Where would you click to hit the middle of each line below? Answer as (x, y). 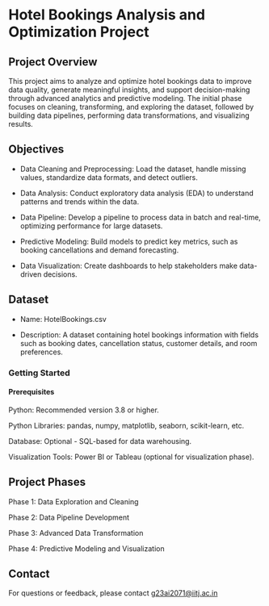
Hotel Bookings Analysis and (107, 15)
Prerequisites (32, 392)
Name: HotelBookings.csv (63, 319)
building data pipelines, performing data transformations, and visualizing (129, 115)
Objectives (36, 150)
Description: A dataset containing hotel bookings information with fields (139, 334)
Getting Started (39, 373)
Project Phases (47, 482)
